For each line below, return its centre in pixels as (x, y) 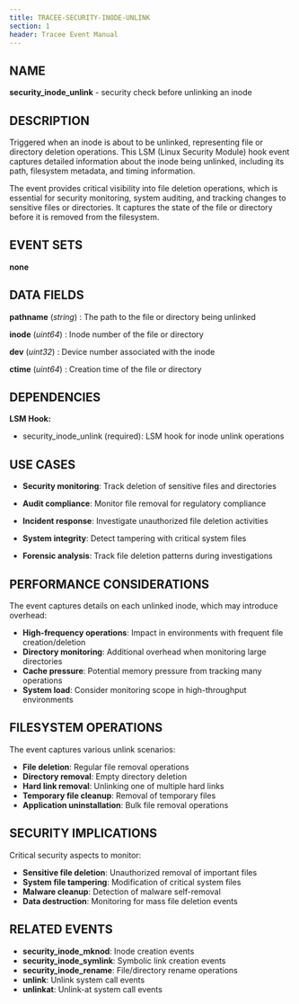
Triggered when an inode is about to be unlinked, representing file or (136, 142)
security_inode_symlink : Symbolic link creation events (124, 960)
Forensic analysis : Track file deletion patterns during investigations (147, 556)
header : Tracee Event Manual (64, 34)
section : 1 (30, 26)
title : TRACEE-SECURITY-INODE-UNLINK (80, 18)
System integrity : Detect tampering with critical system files (134, 538)
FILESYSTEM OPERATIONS (86, 728)
